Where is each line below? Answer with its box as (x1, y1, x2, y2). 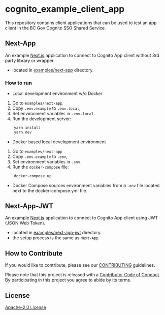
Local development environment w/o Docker (12, 91, 102, 96)
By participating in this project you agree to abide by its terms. (5, 277, 132, 283)
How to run (5, 79, 32, 86)
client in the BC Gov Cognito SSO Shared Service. (5, 25, 106, 31)
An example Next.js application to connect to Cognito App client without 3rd (5, 52, 159, 58)
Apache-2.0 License (5, 304, 46, 311)
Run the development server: (12, 116, 71, 122)
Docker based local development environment (12, 139, 106, 145)
